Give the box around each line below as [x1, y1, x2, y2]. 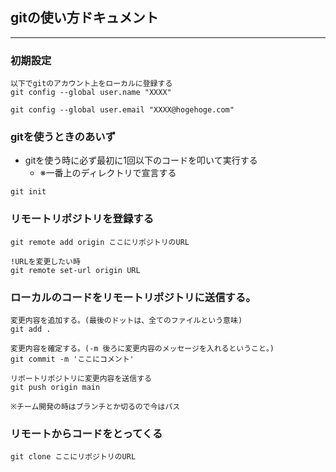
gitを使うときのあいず [10, 130, 116, 144]
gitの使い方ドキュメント [10, 9, 159, 27]
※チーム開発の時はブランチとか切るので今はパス [10, 402, 181, 412]
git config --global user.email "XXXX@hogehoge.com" [10, 105, 235, 115]
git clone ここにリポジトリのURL [10, 452, 137, 462]
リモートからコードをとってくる [10, 426, 163, 440]
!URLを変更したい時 [10, 256, 81, 267]
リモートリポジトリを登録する [10, 212, 155, 226]
